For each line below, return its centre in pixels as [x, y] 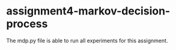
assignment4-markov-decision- [88, 11]
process [27, 24]
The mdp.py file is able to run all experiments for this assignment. [87, 40]
